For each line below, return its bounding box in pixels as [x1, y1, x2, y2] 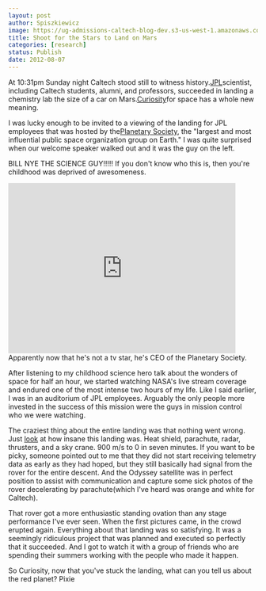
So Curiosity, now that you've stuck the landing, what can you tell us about [8, 566, 252, 575]
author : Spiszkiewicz [8, 19, 80, 27]
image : [8, 26, 30, 34]
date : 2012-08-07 [8, 56, 66, 64]
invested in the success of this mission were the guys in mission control [8, 402, 242, 411]
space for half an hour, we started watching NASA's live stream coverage [8, 376, 247, 386]
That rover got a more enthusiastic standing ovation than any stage [8, 508, 227, 517]
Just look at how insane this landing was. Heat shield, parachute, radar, [8, 433, 241, 444]
